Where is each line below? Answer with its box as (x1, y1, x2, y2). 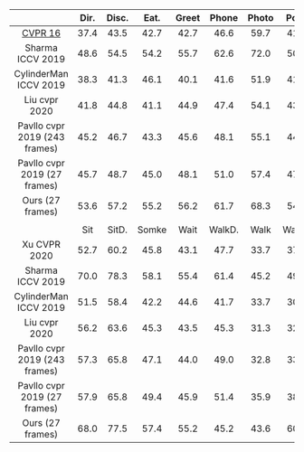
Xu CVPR (22, 239, 62, 250)
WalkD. (208, 223, 240, 236)
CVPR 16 (21, 27, 62, 39)
